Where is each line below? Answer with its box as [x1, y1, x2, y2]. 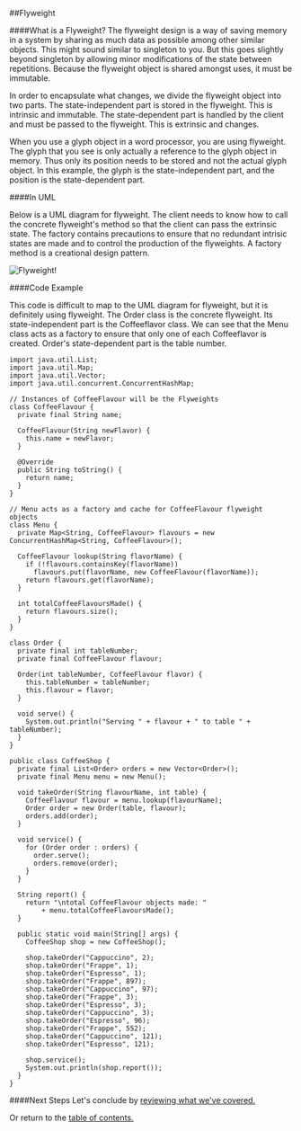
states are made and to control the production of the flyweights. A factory [9, 238, 282, 248]
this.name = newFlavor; [25, 434, 115, 443]
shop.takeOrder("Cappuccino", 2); [25, 953, 155, 962]
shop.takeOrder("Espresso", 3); [25, 1001, 146, 1010]
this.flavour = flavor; [25, 686, 115, 695]
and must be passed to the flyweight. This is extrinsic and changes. [9, 119, 260, 129]
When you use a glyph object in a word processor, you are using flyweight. [9, 137, 287, 147]
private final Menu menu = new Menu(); [17, 772, 167, 781]
